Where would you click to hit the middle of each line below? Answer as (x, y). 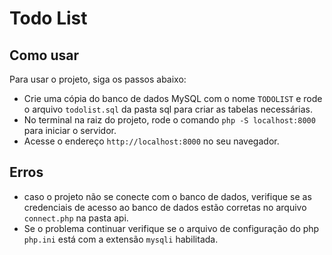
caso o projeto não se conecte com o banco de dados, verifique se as (167, 196)
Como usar (44, 55)
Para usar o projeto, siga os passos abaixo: (98, 79)
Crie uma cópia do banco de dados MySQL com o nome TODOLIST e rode (173, 98)
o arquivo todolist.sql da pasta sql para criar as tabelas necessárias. (168, 109)
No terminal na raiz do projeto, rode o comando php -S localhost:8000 (169, 120)
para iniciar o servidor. (70, 130)
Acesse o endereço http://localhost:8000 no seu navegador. (151, 141)
